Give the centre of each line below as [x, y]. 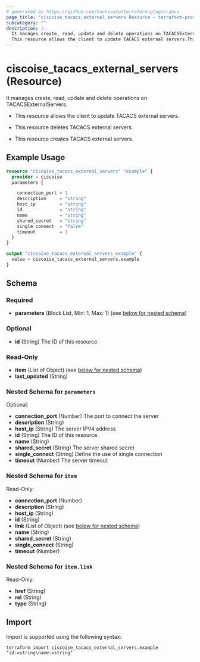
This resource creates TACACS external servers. [74, 139]
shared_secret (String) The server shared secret [75, 448]
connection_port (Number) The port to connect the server [87, 416]
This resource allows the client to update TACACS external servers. [97, 115]
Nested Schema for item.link [49, 566]
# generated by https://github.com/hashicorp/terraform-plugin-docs [93, 12]
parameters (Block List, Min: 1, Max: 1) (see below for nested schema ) [101, 313]
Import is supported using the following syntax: [64, 636]
